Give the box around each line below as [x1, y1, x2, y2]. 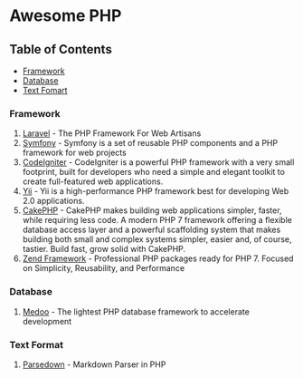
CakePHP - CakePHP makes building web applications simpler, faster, [22, 205, 282, 216]
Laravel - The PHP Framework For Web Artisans [22, 128, 202, 139]
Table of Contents [9, 42, 113, 57]
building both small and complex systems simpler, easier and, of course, [22, 234, 292, 245]
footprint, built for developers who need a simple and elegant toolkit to [22, 167, 285, 178]
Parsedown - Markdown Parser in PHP [22, 359, 166, 370]
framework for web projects [22, 147, 127, 159]
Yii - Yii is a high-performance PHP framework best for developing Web [22, 186, 289, 197]
